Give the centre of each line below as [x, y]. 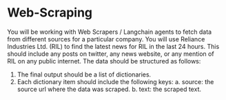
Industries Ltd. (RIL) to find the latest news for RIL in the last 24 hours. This [113, 46]
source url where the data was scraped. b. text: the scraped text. [109, 89]
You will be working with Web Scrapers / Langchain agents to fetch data [110, 32]
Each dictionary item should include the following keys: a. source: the [115, 81]
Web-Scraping [50, 13]
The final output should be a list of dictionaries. [84, 74]
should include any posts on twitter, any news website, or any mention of [111, 54]
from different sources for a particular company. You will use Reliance [106, 39]
